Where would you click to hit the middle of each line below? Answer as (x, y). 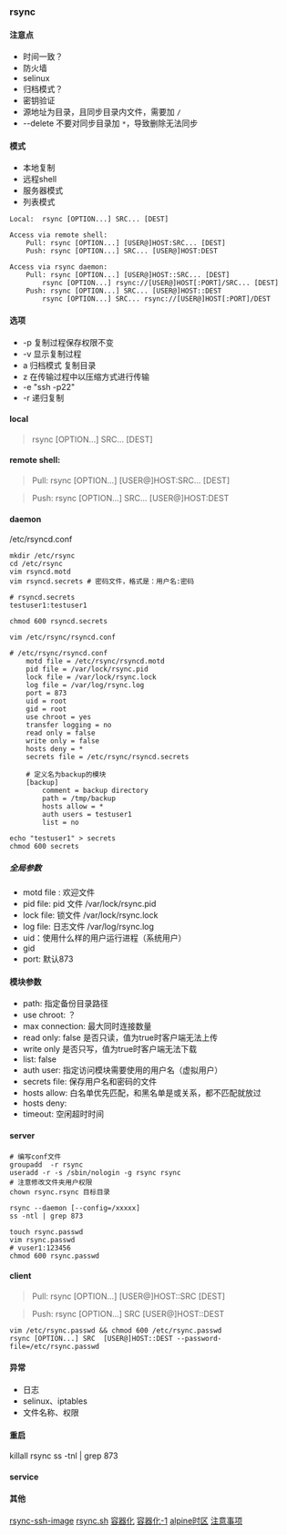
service (24, 1477)
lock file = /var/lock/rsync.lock (91, 677)
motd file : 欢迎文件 (59, 892)
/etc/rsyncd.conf (41, 540)
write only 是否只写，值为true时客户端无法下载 (110, 1049)
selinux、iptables (55, 1401)
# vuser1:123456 (40, 1248)
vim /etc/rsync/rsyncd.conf (63, 638)
